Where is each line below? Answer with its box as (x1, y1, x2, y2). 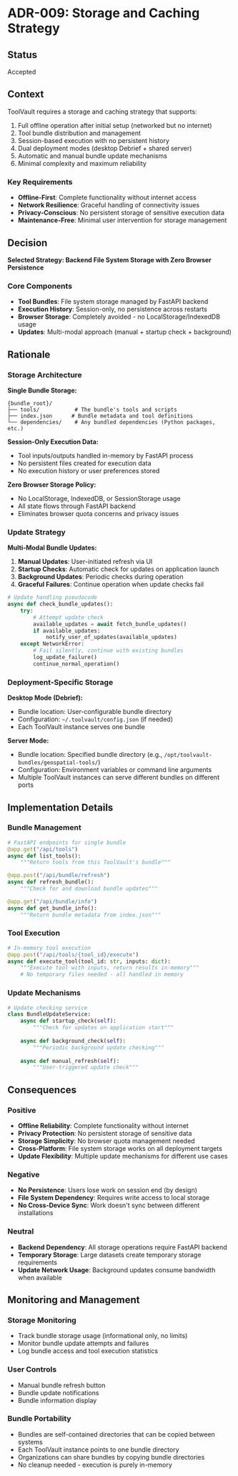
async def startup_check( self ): (20, 1017, 116, 1025)
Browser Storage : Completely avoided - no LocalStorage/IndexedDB (17, 312, 220, 321)
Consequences (7, 1084, 77, 1096)
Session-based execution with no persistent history (17, 136, 170, 144)
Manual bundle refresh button (17, 1381, 106, 1390)
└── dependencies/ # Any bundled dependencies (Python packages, (7, 418, 216, 426)
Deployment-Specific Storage (7, 677, 114, 687)
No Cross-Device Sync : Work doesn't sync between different (17, 1201, 200, 1209)
